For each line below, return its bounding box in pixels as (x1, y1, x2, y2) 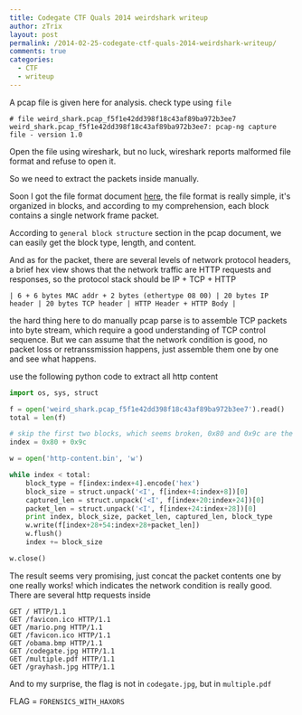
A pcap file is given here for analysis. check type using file (9, 97, 232, 108)
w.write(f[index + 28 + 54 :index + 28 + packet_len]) (25, 521, 201, 530)
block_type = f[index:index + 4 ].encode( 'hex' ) (25, 478, 201, 488)
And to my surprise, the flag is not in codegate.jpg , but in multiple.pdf (9, 678, 272, 689)
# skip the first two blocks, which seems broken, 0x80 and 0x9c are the (9, 429, 294, 438)
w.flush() (25, 530, 63, 539)
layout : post (9, 30, 59, 39)
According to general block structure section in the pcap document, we (9, 227, 282, 238)
